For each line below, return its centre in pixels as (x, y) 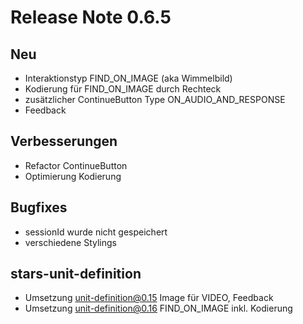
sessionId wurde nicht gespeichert (96, 232)
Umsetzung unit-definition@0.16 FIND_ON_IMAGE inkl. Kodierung (158, 308)
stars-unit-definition (76, 274)
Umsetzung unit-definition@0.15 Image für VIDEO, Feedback (149, 298)
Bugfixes (39, 207)
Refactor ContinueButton (76, 165)
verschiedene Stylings (70, 242)
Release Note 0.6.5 (91, 17)
